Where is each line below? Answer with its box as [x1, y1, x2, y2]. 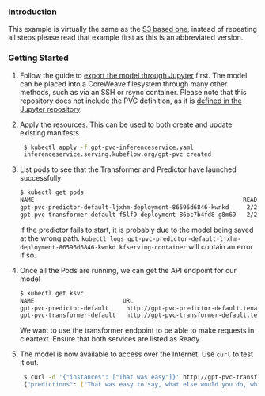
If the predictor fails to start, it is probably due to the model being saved [19, 225, 254, 234]
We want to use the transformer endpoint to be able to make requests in [19, 326, 255, 335]
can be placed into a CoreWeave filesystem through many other [19, 78, 228, 89]
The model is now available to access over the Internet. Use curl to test [19, 349, 253, 359]
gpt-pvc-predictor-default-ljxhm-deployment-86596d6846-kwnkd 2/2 [19, 204, 258, 211]
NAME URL [19, 296, 134, 305]
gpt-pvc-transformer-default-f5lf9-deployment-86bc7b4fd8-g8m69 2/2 [19, 211, 258, 219]
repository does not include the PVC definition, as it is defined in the [19, 96, 243, 105]
